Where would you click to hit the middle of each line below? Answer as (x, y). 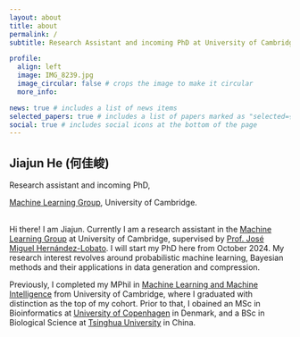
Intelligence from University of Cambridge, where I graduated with (131, 294)
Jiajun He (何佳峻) (59, 163)
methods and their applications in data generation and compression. (135, 267)
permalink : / (33, 34)
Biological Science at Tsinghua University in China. (103, 323)
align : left (40, 67)
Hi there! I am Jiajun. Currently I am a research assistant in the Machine (141, 230)
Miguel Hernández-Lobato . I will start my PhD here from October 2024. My (147, 249)
